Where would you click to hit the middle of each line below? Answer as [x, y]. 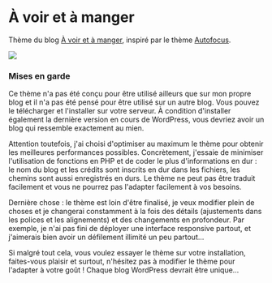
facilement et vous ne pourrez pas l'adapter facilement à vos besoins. [125, 187]
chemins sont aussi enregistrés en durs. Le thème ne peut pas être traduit [132, 178]
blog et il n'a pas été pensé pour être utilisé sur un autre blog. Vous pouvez [134, 102]
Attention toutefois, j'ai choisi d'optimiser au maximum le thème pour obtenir [136, 144]
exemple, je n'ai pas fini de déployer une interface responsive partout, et [130, 229]
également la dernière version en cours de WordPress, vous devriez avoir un [136, 120]
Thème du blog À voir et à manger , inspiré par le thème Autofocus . [120, 40]
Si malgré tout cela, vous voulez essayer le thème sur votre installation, [127, 253]
